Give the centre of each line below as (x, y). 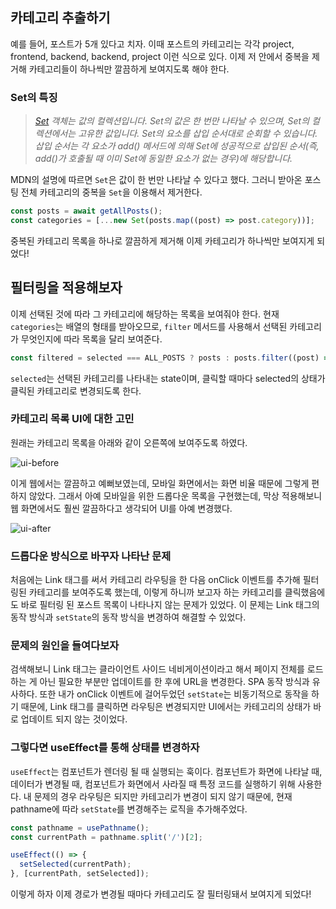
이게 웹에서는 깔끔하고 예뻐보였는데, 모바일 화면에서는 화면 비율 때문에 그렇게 (160, 483)
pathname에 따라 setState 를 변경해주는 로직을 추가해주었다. (129, 809)
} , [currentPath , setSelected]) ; (80, 874)
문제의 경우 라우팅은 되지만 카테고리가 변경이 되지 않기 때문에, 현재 (163, 796)
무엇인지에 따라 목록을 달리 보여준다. (91, 339)
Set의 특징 (34, 97)
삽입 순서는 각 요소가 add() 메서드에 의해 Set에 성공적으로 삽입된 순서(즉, (177, 146)
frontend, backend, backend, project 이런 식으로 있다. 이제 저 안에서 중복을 (160, 56)
